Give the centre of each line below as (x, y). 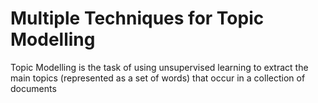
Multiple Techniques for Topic (137, 18)
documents (33, 88)
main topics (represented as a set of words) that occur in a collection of (158, 78)
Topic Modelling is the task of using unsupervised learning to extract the (159, 67)
